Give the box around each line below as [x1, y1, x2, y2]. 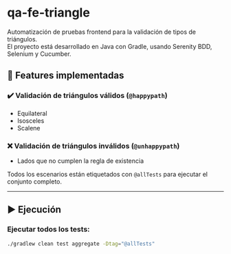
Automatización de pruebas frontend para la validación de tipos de [7, 28, 196, 36]
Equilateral [16, 109, 47, 117]
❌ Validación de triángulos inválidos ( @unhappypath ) [7, 141, 180, 150]
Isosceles [16, 116, 45, 125]
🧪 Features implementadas [7, 70, 124, 81]
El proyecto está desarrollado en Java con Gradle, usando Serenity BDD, [7, 42, 212, 50]
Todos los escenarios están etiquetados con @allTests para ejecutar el [7, 170, 208, 178]
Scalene [16, 124, 41, 132]
